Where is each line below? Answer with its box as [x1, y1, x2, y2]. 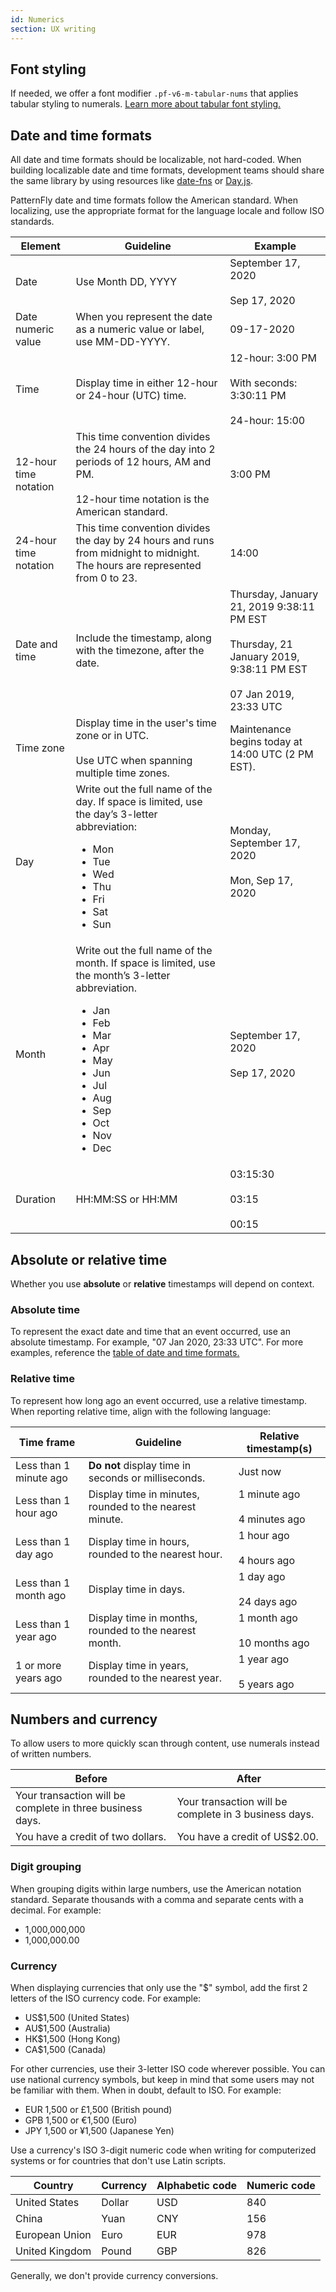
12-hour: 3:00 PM [229, 351, 317, 365]
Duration [15, 1192, 57, 1206]
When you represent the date [75, 310, 213, 324]
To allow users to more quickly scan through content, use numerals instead [10, 1737, 320, 1750]
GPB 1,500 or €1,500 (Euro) [24, 2114, 138, 2126]
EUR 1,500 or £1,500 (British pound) [24, 2103, 173, 2115]
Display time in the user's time [75, 716, 217, 730]
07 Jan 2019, [229, 687, 295, 701]
